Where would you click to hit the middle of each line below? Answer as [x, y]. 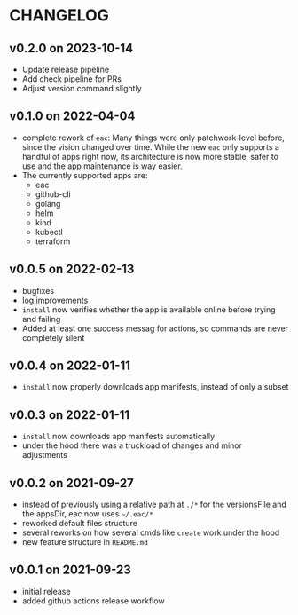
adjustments [45, 455]
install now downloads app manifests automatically [118, 437]
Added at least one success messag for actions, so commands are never [155, 328]
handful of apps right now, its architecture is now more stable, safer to [150, 156]
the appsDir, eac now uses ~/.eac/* [87, 514]
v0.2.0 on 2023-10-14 [71, 48]
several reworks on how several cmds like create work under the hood [151, 532]
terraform [53, 241]
